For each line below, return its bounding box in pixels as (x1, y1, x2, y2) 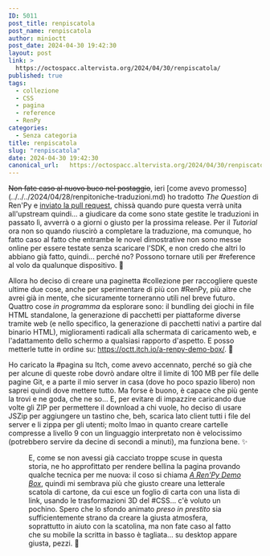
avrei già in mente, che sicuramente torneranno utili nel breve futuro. (8, 293, 235, 303)
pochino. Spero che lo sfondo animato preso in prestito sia (28, 505, 223, 514)
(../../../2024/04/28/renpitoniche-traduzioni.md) (8, 192, 166, 202)
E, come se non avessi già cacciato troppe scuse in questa (28, 453, 223, 463)
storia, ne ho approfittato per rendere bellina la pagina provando (28, 462, 241, 472)
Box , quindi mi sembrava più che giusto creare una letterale (28, 479, 225, 488)
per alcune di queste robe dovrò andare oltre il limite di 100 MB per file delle (8, 369, 260, 378)
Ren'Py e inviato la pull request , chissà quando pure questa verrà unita (8, 200, 243, 210)
